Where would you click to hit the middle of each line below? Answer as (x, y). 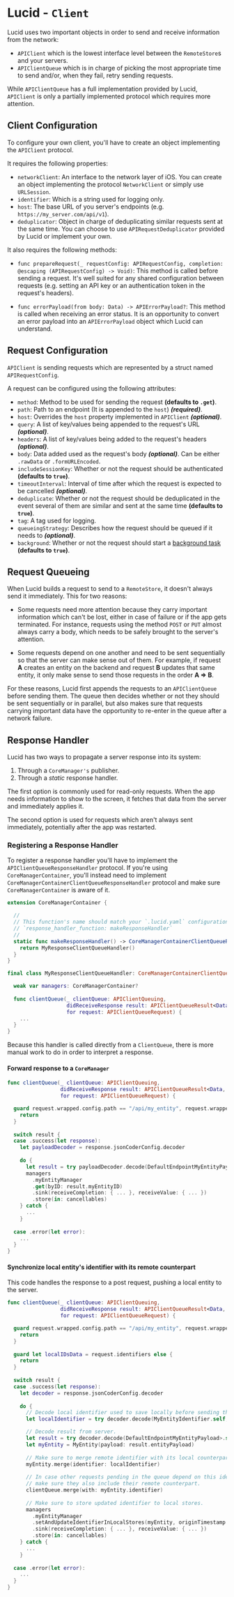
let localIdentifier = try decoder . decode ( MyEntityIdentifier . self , (127, 1419)
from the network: (33, 39)
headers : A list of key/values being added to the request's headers (112, 439)
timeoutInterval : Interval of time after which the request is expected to (119, 483)
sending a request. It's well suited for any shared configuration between (120, 278)
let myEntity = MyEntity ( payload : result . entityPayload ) (110, 1445)
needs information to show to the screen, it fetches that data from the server (117, 799)
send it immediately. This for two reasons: (67, 596)
